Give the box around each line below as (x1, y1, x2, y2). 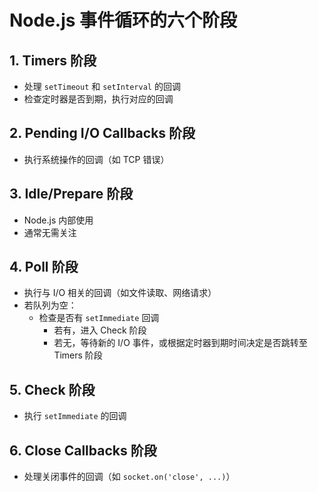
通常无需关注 (23, 226, 77, 238)
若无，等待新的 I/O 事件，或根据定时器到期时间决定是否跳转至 (53, 337, 308, 349)
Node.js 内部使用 (23, 214, 94, 226)
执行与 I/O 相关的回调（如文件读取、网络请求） (23, 287, 217, 299)
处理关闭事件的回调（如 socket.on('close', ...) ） (23, 471, 236, 483)
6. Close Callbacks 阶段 (9, 442, 157, 459)
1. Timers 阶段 (9, 52, 97, 69)
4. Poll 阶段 (9, 259, 79, 276)
